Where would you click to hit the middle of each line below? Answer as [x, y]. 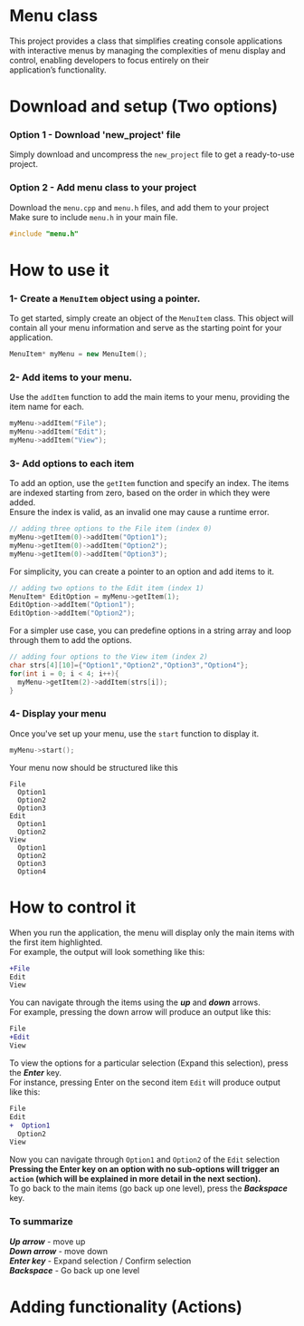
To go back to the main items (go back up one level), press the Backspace [148, 1188]
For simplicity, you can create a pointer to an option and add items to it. [142, 571]
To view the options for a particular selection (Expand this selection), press [149, 1063]
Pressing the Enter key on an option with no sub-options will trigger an [144, 1169]
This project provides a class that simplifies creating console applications [146, 41]
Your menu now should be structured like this [94, 767]
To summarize [42, 1222]
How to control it [73, 907]
